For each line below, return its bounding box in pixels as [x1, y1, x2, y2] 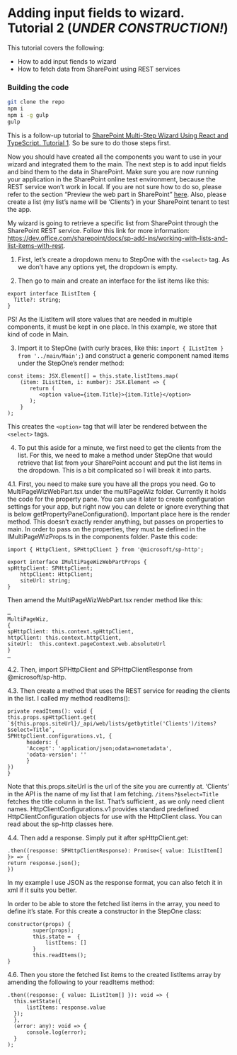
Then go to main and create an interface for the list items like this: [17, 276, 209, 285]
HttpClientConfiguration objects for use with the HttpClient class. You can [7, 812, 223, 820]
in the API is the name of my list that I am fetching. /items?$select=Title [7, 789, 219, 798]
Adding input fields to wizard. [7, 5, 185, 21]
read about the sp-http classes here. [7, 820, 114, 828]
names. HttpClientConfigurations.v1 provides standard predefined [7, 804, 200, 813]
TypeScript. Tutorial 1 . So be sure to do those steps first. [7, 138, 171, 147]
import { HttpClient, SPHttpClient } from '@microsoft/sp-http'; [7, 546, 204, 553]
